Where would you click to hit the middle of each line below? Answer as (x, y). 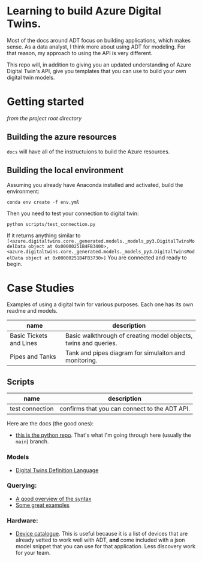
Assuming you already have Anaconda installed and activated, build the (95, 185)
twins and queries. (91, 343)
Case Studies (40, 288)
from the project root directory (44, 118)
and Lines (24, 343)
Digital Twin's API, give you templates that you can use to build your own (97, 71)
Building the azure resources (62, 137)
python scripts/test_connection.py (51, 224)
